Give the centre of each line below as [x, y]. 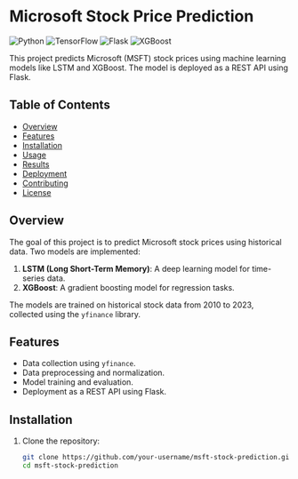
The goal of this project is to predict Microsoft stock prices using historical [145, 242]
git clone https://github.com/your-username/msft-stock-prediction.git [157, 458]
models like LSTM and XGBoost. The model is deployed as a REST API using [149, 68]
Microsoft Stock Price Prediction [132, 16]
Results [36, 164]
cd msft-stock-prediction [70, 466]
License [36, 192]
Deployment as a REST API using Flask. [94, 392]
